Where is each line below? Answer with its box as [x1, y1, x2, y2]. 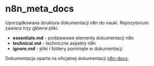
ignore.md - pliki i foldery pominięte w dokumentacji [12, 45, 123, 51]
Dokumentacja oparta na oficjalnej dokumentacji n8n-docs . [5, 55, 129, 61]
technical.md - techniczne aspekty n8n [12, 40, 96, 46]
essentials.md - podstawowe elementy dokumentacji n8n [12, 35, 134, 41]
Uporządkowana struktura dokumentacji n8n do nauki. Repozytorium [5, 20, 149, 26]
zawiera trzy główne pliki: [5, 25, 59, 31]
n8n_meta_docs [5, 3, 74, 15]
